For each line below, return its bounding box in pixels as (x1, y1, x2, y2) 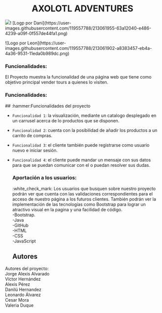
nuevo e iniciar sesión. (12, 147, 58, 153)
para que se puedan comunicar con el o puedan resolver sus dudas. (12, 162, 151, 168)
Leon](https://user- (27, 40, 66, 46)
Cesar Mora (5, 297, 29, 303)
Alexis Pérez (5, 281, 30, 287)
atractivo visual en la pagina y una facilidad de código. (12, 206, 123, 212)
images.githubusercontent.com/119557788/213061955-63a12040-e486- (5, 25, 151, 31)
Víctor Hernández (5, 276, 41, 282)
